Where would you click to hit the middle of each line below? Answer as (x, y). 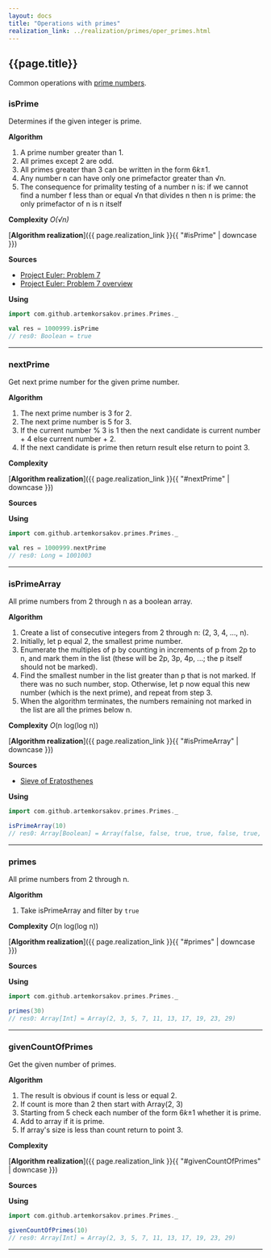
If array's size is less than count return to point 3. (102, 1130)
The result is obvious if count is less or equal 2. (98, 1096)
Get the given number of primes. (63, 1064)
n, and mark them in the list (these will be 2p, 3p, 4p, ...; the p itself (131, 658)
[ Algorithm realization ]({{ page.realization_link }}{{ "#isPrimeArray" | (124, 741)
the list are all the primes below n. (76, 710)
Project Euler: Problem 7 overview (76, 284)
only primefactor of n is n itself (71, 204)
